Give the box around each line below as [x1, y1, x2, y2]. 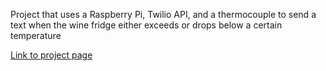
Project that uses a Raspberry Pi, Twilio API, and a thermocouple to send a [10, 9, 317, 20]
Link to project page [10, 49, 93, 61]
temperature [10, 30, 62, 41]
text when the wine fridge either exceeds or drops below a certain [10, 19, 283, 31]
